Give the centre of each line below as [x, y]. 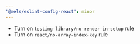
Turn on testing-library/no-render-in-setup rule [74, 28]
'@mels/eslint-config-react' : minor [50, 11]
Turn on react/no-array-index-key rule [61, 34]
